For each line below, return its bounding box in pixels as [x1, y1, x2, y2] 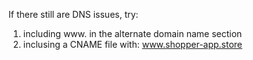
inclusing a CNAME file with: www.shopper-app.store [22, 39, 243, 50]
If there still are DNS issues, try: [8, 9, 139, 20]
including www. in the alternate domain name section [22, 28, 243, 39]
